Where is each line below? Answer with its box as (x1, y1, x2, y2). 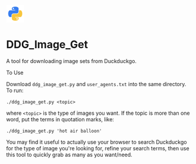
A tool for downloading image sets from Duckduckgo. (6, 57, 137, 64)
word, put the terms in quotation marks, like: (6, 115, 115, 123)
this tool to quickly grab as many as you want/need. (6, 151, 132, 158)
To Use (6, 69, 24, 76)
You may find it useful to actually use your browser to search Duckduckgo (6, 138, 187, 146)
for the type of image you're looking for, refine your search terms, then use (6, 144, 189, 152)
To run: (6, 87, 24, 94)
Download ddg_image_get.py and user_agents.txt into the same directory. (6, 80, 186, 87)
